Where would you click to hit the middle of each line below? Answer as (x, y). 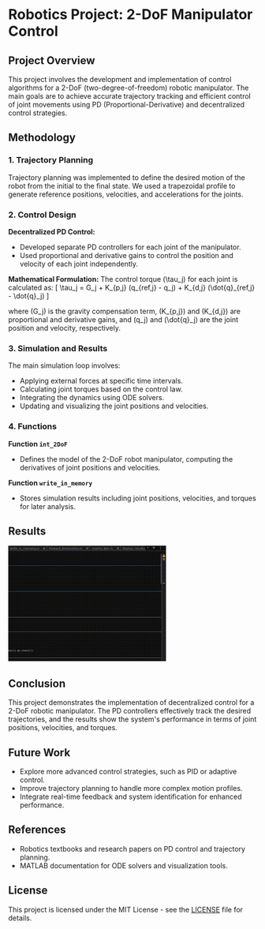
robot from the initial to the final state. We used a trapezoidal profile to (122, 185)
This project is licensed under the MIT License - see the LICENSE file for (125, 909)
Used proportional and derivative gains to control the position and (127, 255)
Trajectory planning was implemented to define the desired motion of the (127, 177)
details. (20, 918)
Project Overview (52, 60)
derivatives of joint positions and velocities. (90, 467)
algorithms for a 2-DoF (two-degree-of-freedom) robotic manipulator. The (129, 88)
